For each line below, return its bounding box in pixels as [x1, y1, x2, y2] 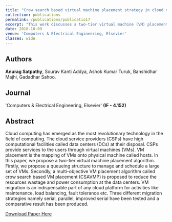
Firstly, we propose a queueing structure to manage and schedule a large [5, 163, 160, 169]
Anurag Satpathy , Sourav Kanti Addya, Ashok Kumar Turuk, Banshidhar [5, 68, 157, 75]
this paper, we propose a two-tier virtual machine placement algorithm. [5, 158, 155, 164]
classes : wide [5, 36, 36, 41]
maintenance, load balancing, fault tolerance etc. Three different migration [5, 190, 162, 196]
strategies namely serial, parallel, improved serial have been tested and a [5, 195, 160, 202]
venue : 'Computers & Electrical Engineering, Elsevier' [5, 31, 127, 36]
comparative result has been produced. [5, 201, 89, 207]
